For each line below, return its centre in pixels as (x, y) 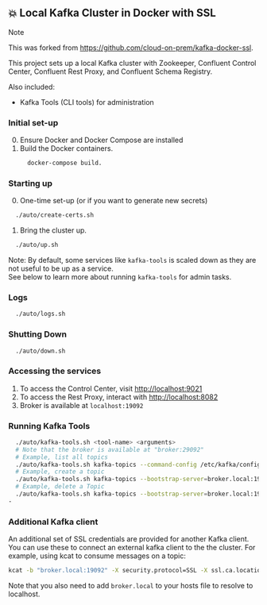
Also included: (32, 87)
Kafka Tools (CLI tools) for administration (87, 102)
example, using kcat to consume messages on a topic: (97, 556)
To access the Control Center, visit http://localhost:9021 (111, 388)
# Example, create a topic (60, 472)
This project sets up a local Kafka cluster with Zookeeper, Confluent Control (132, 63)
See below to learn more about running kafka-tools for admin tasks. (120, 277)
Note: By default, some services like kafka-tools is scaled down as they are (132, 260)
